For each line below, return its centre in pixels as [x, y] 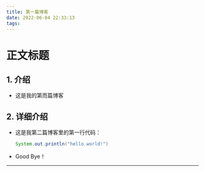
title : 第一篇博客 [27, 12]
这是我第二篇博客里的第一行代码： [58, 132]
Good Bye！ [30, 157]
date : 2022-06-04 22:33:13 [41, 18]
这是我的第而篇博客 [39, 96]
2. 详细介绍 [27, 116]
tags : [13, 23]
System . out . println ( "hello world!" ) [62, 144]
